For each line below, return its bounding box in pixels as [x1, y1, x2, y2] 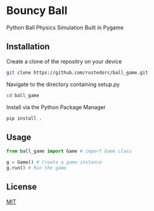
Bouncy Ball [6, 4, 68, 18]
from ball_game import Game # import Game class [6, 148, 132, 154]
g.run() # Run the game [6, 165, 67, 171]
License [6, 182, 37, 192]
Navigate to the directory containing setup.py [6, 80, 120, 88]
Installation [6, 41, 50, 52]
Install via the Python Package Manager [6, 103, 106, 110]
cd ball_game [6, 92, 40, 98]
